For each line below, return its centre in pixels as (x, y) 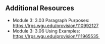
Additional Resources (40, 8)
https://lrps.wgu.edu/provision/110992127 (56, 25)
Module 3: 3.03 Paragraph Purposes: (51, 20)
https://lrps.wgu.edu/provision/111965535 (56, 36)
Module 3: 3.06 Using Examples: (46, 31)
